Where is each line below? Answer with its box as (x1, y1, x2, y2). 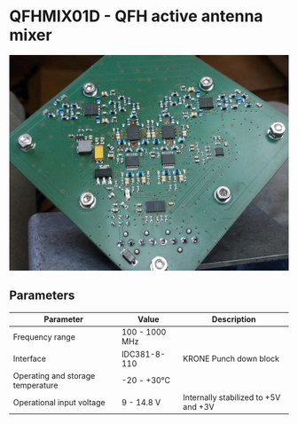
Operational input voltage (12, 397, 106, 407)
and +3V (183, 402, 215, 412)
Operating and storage (12, 370, 96, 381)
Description (211, 314, 256, 325)
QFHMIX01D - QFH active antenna (9, 6, 263, 27)
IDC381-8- (121, 349, 166, 359)
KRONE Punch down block (183, 353, 279, 365)
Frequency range (12, 331, 75, 342)
